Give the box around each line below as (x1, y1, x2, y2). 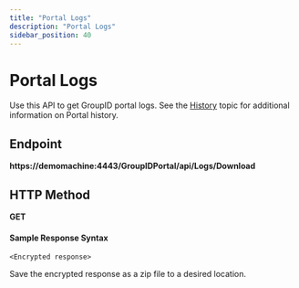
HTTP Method (9, 187, 91, 202)
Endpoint (9, 136, 62, 152)
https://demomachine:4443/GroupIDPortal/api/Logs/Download (9, 161, 256, 172)
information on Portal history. (9, 110, 119, 121)
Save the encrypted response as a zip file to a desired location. (9, 269, 247, 280)
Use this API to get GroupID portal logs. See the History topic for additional (9, 100, 290, 111)
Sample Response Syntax (9, 232, 108, 243)
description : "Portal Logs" (9, 22, 117, 31)
